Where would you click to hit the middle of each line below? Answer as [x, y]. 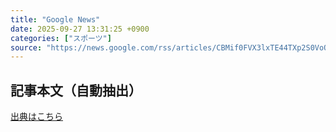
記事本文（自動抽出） [76, 90]
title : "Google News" [55, 19]
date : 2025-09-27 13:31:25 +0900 [80, 29]
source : [26, 47]
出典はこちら [36, 117]
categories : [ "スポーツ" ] [61, 38]
